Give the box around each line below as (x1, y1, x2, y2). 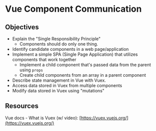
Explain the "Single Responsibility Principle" (12, 36, 101, 42)
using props (19, 67, 43, 73)
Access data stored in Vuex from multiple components (12, 83, 123, 88)
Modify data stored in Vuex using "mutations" (12, 88, 104, 93)
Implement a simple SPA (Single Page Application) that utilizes (12, 51, 138, 57)
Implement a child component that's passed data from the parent (19, 62, 151, 67)
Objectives (5, 23, 39, 31)
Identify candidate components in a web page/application (12, 46, 129, 52)
